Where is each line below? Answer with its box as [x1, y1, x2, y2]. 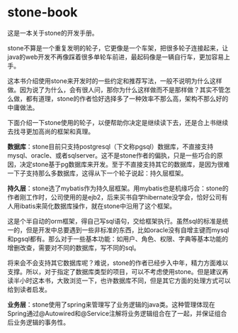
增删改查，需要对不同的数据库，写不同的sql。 [7, 243, 140, 252]
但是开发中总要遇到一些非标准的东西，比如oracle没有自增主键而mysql [25, 225, 229, 234]
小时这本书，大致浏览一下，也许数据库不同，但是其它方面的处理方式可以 [19, 276, 231, 285]
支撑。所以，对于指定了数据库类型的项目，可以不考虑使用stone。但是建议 [7, 267, 222, 275]
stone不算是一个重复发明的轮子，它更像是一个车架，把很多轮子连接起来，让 [7, 43, 229, 52]
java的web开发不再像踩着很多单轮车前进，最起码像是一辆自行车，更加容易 [7, 53, 225, 61]
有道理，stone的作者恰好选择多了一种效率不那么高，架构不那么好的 [31, 94, 229, 103]
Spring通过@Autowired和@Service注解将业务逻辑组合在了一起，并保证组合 [7, 309, 227, 317]
